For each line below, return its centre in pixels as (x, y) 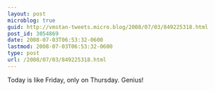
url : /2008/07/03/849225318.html (57, 60)
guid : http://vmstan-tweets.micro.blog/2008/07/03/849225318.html (108, 27)
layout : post (27, 14)
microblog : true (31, 20)
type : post (23, 54)
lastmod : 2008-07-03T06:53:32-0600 (60, 47)
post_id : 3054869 (33, 34)
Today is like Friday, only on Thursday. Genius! (75, 80)
